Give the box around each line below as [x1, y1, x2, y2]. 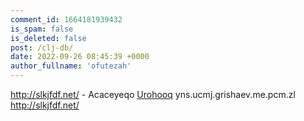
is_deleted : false [10, 33, 87, 43]
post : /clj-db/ [10, 42, 74, 53]
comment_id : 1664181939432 [10, 14, 123, 25]
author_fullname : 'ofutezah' [10, 61, 132, 71]
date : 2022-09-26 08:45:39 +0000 [10, 52, 150, 62]
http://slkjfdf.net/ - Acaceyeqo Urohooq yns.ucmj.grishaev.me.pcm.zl [10, 89, 296, 100]
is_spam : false [10, 24, 74, 34]
